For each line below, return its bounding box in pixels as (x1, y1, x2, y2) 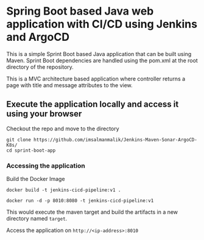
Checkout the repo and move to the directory (6, 125, 120, 132)
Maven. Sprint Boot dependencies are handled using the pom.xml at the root (6, 57, 198, 64)
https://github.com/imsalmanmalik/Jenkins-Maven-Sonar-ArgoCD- (33, 136, 198, 143)
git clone (6, 136, 32, 143)
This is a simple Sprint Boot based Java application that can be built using (6, 50, 192, 57)
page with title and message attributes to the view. (6, 81, 133, 89)
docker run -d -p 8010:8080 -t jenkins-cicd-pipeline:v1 (6, 198, 154, 204)
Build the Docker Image (6, 175, 65, 183)
